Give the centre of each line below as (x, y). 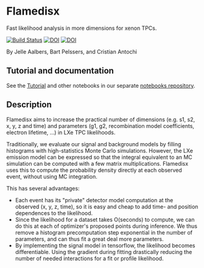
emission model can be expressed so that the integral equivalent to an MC (100, 157)
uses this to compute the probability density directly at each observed (94, 170)
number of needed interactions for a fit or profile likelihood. (89, 258)
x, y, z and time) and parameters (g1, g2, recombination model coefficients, (100, 125)
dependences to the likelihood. (54, 213)
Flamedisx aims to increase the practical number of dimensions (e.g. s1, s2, (101, 119)
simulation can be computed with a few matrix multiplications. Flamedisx (97, 163)
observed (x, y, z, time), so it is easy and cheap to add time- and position (107, 206)
